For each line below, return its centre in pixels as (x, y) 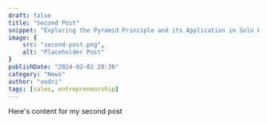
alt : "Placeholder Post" (64, 52)
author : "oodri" (35, 81)
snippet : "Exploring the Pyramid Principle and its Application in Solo (131, 30)
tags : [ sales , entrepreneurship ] (64, 89)
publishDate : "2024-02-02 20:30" (64, 67)
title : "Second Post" (44, 23)
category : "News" (37, 74)
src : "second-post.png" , (64, 45)
